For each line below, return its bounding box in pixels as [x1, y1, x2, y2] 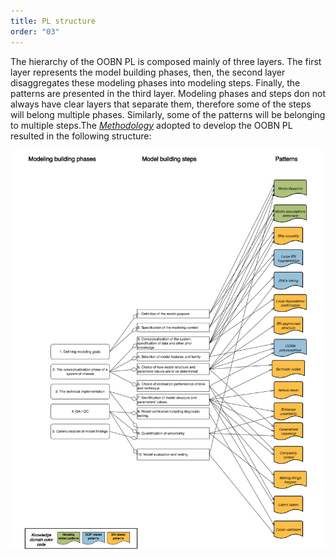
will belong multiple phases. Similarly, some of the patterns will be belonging [10, 108, 326, 120]
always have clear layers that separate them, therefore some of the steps [10, 98, 312, 110]
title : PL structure [10, 16, 97, 26]
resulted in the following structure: [10, 130, 152, 142]
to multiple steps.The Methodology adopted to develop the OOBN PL [10, 119, 293, 131]
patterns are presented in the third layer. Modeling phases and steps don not [10, 87, 326, 99]
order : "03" [10, 26, 60, 37]
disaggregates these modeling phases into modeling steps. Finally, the [10, 76, 301, 89]
